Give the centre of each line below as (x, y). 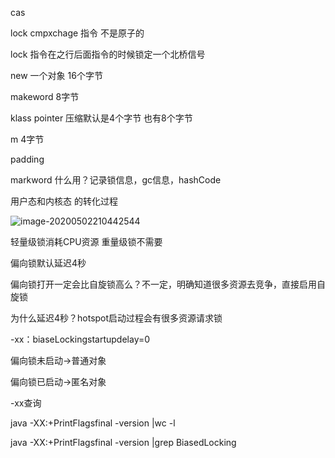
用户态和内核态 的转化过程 (64, 201)
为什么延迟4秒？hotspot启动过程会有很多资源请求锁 (116, 318)
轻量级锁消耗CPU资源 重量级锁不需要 (86, 241)
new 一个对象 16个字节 (56, 75)
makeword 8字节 (45, 96)
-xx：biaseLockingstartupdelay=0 (80, 339)
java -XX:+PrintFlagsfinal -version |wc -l (93, 423)
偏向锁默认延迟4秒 (48, 263)
